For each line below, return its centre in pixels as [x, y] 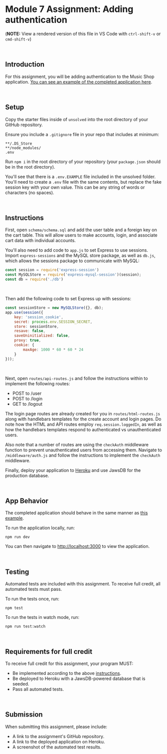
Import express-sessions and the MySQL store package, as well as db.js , [80, 256]
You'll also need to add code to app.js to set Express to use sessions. [77, 250]
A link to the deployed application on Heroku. [59, 741]
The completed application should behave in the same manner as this [77, 513]
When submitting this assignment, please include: [56, 726]
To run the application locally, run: [40, 528]
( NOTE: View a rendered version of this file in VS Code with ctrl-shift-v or [83, 34]
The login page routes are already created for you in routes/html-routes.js [83, 413]
